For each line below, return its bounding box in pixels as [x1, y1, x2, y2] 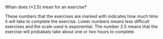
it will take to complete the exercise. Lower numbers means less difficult [5, 19, 150, 24]
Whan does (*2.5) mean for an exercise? [5, 4, 87, 10]
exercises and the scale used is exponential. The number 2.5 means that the [5, 24, 158, 29]
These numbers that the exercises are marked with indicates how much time [5, 13, 158, 19]
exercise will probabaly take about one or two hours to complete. [5, 29, 135, 34]
